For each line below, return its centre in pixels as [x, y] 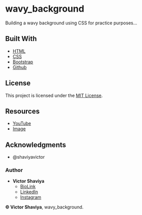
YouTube [22, 123]
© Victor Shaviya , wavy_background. [44, 207]
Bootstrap [23, 62]
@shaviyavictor [29, 157]
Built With [21, 39]
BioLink [28, 187]
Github [19, 67]
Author [14, 170]
